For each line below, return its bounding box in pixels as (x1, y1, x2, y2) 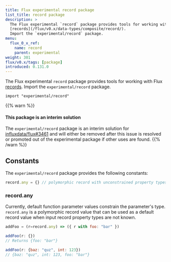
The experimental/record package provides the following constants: (5, 170, 149, 176)
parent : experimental (14, 50, 60, 55)
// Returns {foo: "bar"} (5, 238, 58, 244)
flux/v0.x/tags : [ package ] (5, 60, 63, 65)
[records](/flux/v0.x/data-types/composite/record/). (10, 27, 126, 32)
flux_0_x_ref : (10, 41, 40, 46)
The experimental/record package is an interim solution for (5, 125, 129, 132)
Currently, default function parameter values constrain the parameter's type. (5, 203, 166, 209)
